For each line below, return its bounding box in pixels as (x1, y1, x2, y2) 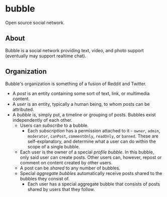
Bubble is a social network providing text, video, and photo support (5, 47, 144, 53)
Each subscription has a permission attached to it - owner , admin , (27, 127, 160, 133)
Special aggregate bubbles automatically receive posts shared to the (20, 170, 162, 176)
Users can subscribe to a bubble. (20, 122, 89, 128)
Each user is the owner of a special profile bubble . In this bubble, (20, 149, 154, 155)
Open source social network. (5, 20, 65, 26)
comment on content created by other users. (20, 159, 113, 165)
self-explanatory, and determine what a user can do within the (27, 138, 156, 144)
